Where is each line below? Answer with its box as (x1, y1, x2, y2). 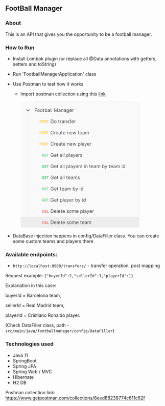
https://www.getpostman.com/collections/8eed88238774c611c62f (5, 395, 146, 401)
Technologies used (5, 340, 54, 348)
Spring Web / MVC (12, 369, 52, 375)
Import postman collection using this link (20, 91, 106, 97)
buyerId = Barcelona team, (5, 292, 61, 299)
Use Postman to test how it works (12, 80, 84, 87)
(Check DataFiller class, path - (5, 322, 69, 329)
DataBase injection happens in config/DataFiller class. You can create (12, 233, 159, 239)
